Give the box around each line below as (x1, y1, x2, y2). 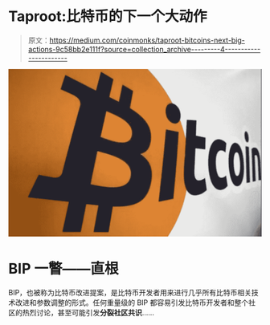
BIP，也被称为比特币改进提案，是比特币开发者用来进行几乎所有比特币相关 (8, 288, 252, 298)
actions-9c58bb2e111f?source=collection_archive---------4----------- (27, 44, 261, 54)
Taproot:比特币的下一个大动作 (8, 7, 207, 26)
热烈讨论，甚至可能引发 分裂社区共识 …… (22, 308, 155, 318)
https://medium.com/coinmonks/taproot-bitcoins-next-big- (49, 35, 245, 45)
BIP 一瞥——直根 (8, 260, 119, 278)
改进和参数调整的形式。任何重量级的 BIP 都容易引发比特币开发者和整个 (14, 298, 249, 307)
